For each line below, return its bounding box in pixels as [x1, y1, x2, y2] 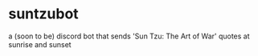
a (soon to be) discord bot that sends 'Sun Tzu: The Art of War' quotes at [8, 31, 251, 41]
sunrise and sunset [8, 39, 72, 49]
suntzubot [8, 5, 79, 23]
